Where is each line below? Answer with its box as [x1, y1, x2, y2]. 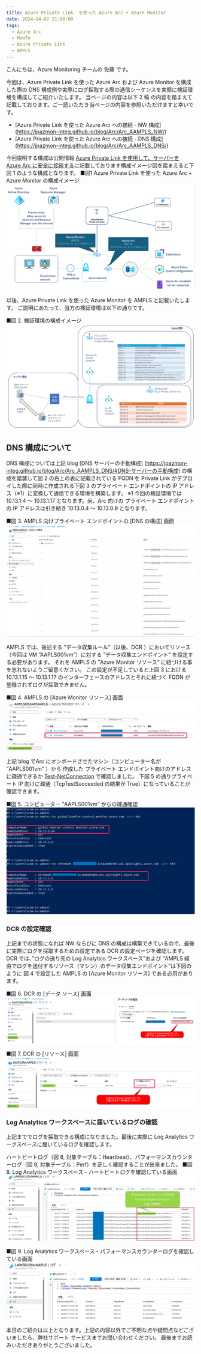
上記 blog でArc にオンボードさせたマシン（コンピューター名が [6, 757, 162, 765]
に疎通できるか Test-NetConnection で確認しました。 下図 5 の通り [6, 773, 172, 780]
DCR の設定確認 [6, 925, 52, 934]
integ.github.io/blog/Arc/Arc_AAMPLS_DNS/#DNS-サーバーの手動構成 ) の [6, 467, 187, 475]
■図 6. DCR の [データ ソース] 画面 [6, 990, 92, 997]
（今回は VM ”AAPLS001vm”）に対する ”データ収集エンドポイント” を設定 [6, 651, 188, 658]
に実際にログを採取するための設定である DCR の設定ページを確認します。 [6, 947, 187, 955]
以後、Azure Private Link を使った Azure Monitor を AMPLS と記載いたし [6, 297, 185, 304]
